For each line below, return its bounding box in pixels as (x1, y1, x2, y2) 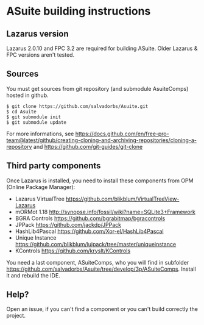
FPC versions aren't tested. (6, 51, 75, 59)
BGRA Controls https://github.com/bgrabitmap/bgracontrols (15, 215, 166, 222)
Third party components (6, 160, 101, 171)
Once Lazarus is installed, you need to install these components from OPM (6, 177, 194, 184)
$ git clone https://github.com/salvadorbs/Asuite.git (6, 103, 149, 109)
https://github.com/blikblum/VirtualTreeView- (66, 195, 180, 202)
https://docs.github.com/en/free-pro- (75, 130, 169, 137)
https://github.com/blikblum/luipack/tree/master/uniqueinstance (15, 240, 177, 248)
